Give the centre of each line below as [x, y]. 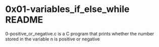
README [24, 20]
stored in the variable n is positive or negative [52, 39]
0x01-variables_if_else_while [67, 9]
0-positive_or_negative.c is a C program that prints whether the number [80, 33]
